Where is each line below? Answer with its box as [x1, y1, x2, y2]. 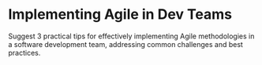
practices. [8, 48, 41, 57]
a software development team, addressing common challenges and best [8, 39, 243, 49]
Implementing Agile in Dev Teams [8, 5, 233, 23]
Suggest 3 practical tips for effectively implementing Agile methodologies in [8, 31, 255, 41]
